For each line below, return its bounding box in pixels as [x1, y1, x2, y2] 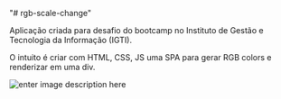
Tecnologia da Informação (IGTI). [9, 35, 133, 45]
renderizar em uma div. [9, 62, 96, 72]
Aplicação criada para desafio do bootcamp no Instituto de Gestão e [9, 25, 264, 35]
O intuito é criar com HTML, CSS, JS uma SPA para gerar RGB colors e [9, 52, 272, 62]
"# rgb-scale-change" [9, 8, 92, 18]
